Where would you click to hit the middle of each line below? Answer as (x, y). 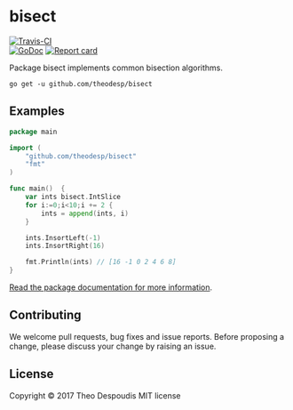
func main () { (37, 189)
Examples (37, 112)
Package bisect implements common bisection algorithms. (116, 68)
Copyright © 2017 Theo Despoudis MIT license (95, 395)
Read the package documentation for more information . (111, 287)
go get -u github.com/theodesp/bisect (81, 84)
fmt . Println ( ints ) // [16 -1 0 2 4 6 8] (101, 262)
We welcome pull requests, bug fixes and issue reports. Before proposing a (147, 336)
